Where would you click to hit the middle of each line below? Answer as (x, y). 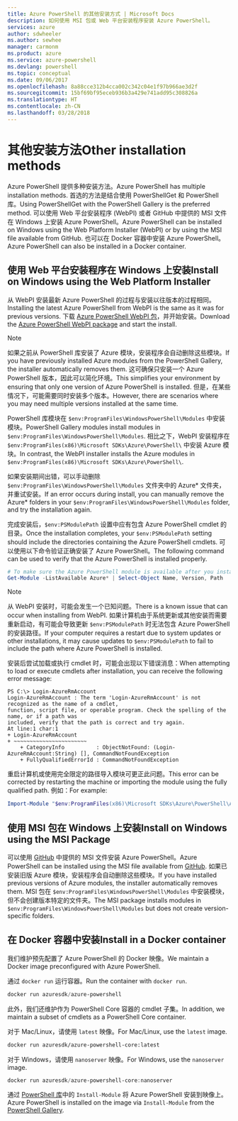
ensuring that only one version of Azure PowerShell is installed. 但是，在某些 (119, 387)
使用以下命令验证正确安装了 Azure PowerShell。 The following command (119, 551)
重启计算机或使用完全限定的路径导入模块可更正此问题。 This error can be (113, 774)
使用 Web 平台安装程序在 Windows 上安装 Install (113, 270)
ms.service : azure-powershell (52, 60)
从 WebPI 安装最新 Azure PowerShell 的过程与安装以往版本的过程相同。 (111, 299)
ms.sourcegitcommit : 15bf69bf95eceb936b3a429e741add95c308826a (103, 93)
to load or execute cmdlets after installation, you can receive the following (115, 671)
